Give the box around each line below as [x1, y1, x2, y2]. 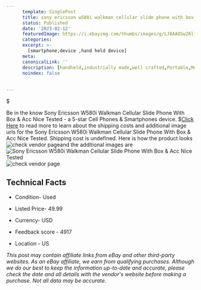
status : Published [22, 20, 68, 26]
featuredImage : [22, 31, 60, 37]
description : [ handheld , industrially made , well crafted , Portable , [22, 64, 191, 71]
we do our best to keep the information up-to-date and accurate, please [6, 264, 185, 271]
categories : [22, 37, 52, 43]
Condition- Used [14, 193, 56, 201]
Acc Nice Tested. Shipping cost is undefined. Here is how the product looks [6, 135, 193, 141]
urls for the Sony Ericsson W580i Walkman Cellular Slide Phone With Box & [6, 128, 191, 135]
